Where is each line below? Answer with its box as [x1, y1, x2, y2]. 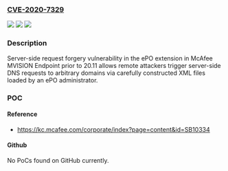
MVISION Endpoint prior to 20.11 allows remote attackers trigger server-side [7, 61, 221, 69]
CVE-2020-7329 [7, 5, 65, 14]
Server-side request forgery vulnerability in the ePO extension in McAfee [7, 54, 213, 62]
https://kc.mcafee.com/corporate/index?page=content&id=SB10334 [16, 125, 211, 133]
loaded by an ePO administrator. [7, 76, 98, 84]
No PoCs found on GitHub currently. [7, 156, 109, 164]
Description [7, 38, 47, 48]
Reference [7, 110, 38, 118]
